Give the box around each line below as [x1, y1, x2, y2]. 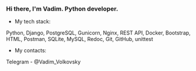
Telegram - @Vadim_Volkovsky [6, 58, 81, 66]
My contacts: [14, 47, 47, 54]
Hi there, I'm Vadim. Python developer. [6, 5, 119, 13]
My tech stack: [14, 18, 51, 25]
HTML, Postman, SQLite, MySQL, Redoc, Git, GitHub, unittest [6, 36, 154, 43]
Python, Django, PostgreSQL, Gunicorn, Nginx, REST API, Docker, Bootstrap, [6, 29, 191, 36]
